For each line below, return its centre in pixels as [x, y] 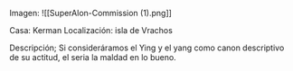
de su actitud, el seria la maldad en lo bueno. [93, 57]
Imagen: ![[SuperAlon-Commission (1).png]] [90, 13]
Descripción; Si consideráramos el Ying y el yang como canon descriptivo [147, 48]
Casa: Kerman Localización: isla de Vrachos [91, 30]
